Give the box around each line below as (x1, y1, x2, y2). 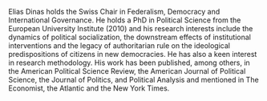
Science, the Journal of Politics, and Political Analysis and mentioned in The (8, 75, 259, 84)
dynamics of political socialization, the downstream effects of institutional (8, 32, 251, 42)
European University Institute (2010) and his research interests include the (8, 24, 253, 33)
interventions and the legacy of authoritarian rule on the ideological (8, 41, 231, 50)
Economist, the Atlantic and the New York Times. (8, 83, 170, 93)
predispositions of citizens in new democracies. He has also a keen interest (8, 50, 257, 59)
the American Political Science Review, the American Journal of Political (8, 67, 246, 75)
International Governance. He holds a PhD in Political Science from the (8, 15, 241, 25)
